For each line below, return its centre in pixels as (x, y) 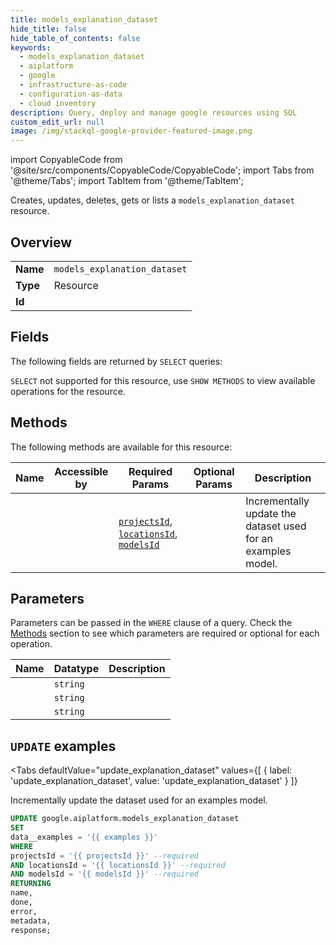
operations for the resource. (68, 391)
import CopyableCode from (66, 160)
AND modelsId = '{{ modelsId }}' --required (104, 874)
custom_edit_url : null (57, 122)
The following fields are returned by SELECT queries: (116, 361)
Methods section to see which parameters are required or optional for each (165, 633)
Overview (41, 242)
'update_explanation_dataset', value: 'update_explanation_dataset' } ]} (154, 781)
